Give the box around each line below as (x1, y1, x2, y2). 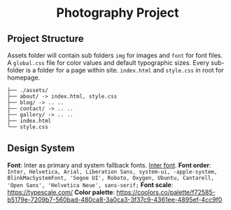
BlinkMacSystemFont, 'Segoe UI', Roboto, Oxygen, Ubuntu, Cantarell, (7, 174, 215, 181)
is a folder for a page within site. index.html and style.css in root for (25, 66, 224, 74)
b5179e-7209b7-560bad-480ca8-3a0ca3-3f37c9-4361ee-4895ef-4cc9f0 (7, 195, 223, 204)
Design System (7, 142, 75, 154)
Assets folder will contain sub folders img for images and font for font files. (7, 51, 223, 59)
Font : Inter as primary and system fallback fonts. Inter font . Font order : (7, 160, 211, 169)
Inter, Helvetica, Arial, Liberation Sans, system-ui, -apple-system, (7, 168, 218, 175)
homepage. (7, 73, 41, 82)
